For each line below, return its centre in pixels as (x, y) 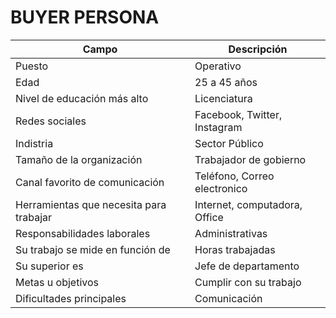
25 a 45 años (226, 82)
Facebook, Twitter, (238, 114)
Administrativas (231, 233)
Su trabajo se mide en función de (93, 249)
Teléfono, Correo (234, 176)
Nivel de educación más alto (82, 98)
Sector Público (229, 143)
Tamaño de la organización (79, 159)
